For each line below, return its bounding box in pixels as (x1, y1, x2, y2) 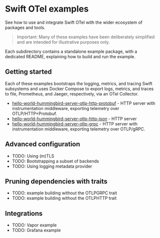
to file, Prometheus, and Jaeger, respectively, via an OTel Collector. (5, 91, 139, 96)
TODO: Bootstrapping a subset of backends (12, 158, 99, 164)
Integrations (5, 209, 43, 218)
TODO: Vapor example (12, 222, 57, 228)
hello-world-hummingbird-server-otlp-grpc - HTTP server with (12, 121, 138, 127)
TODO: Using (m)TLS (12, 153, 55, 159)
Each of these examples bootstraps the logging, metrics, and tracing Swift (5, 80, 153, 86)
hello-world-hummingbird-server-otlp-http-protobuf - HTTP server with (12, 100, 156, 106)
